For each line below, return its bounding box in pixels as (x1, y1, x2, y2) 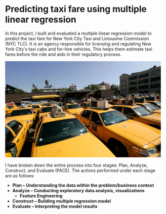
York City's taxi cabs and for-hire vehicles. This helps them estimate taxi (5, 46, 152, 52)
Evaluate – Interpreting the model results (12, 204, 98, 209)
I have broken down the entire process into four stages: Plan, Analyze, (5, 162, 148, 168)
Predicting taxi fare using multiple (5, 3, 147, 15)
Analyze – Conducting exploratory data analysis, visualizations (12, 188, 145, 193)
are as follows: (5, 173, 35, 178)
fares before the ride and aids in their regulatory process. (5, 51, 122, 57)
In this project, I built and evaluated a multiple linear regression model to (5, 30, 152, 36)
